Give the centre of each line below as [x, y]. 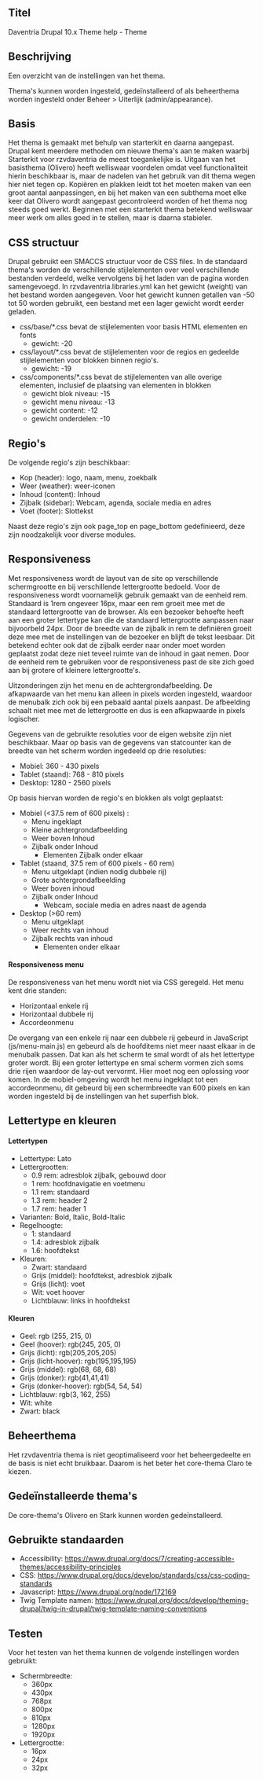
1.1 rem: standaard [60, 1192]
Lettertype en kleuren [62, 1121]
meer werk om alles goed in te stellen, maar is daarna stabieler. [110, 218]
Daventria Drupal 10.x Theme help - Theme [78, 31]
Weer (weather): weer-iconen [67, 486]
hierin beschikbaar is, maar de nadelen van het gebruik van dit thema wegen [132, 176]
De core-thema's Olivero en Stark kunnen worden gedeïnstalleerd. [116, 1515]
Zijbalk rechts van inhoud [72, 938]
